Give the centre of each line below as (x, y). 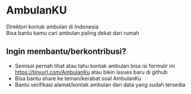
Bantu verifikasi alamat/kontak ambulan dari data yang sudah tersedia (100, 85)
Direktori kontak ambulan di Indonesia (52, 27)
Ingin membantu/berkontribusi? (66, 52)
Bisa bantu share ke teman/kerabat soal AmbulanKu (78, 78)
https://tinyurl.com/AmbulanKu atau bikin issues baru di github (91, 72)
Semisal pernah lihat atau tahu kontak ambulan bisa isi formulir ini (95, 66)
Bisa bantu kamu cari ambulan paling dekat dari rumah (73, 33)
